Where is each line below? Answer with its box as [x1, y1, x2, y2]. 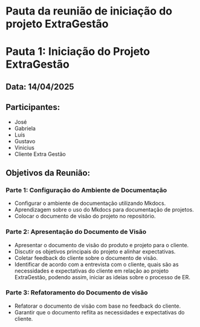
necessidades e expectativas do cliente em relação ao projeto [14, 267, 169, 274]
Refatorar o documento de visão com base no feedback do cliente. [14, 302, 181, 309]
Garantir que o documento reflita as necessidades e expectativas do [14, 308, 185, 316]
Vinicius [14, 144, 34, 151]
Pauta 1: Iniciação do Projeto [5, 45, 150, 59]
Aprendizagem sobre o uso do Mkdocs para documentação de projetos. [14, 206, 194, 213]
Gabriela [14, 125, 36, 132]
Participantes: [5, 102, 60, 112]
